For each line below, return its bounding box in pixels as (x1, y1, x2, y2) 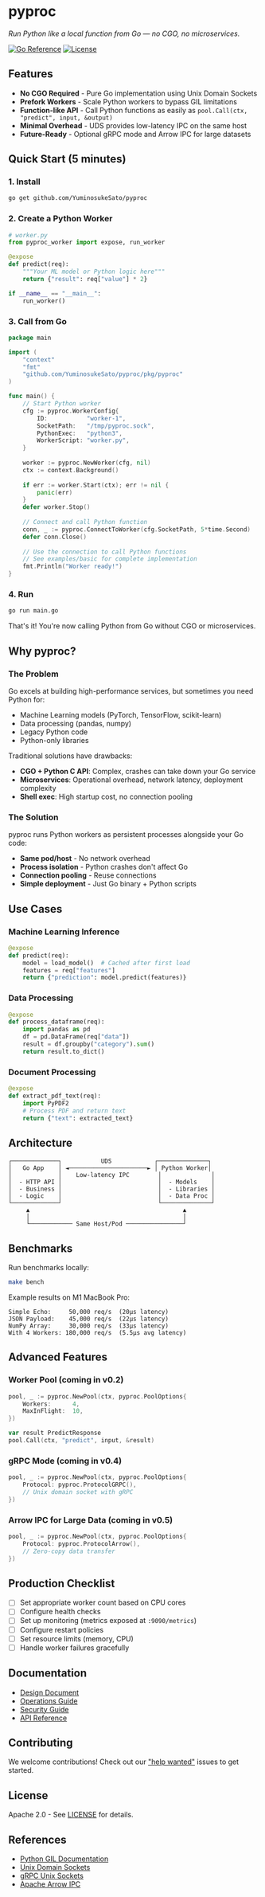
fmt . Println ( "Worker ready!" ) (22, 562, 123, 571)
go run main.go (8, 607, 59, 615)
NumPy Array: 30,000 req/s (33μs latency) (8, 1321, 170, 1330)
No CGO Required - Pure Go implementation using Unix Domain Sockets (19, 88, 258, 98)
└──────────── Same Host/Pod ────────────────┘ (25, 1220, 187, 1228)
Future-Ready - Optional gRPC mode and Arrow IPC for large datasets (19, 129, 251, 139)
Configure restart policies (19, 1625, 104, 1634)
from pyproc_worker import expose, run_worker (8, 238, 166, 247)
